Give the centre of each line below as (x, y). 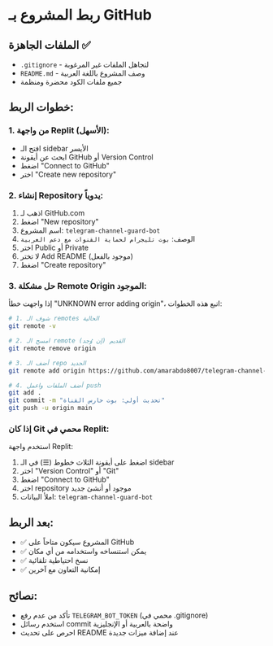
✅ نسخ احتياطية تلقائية (54, 561)
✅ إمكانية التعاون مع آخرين (60, 570)
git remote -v (32, 326)
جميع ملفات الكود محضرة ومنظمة (71, 82)
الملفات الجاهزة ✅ (50, 45)
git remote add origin (47, 371)
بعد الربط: (31, 522)
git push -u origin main (50, 408)
